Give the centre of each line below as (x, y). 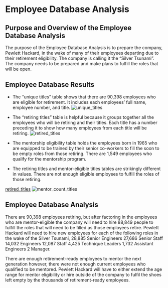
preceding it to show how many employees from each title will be (79, 128)
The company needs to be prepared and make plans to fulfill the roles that (82, 63)
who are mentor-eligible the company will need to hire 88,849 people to (79, 222)
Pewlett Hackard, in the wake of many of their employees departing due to (82, 53)
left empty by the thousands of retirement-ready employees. (68, 280)
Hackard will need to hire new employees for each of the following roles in (82, 233)
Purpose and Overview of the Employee (68, 28)
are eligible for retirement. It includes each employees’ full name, (79, 102)
